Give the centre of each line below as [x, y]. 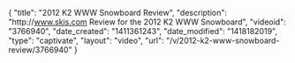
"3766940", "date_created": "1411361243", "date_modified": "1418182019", [143, 31]
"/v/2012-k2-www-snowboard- [223, 40]
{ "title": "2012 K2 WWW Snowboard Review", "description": [117, 13]
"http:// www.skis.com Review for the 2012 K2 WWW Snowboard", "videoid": [147, 22]
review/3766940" [40, 50]
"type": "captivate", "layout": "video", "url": [86, 40]
